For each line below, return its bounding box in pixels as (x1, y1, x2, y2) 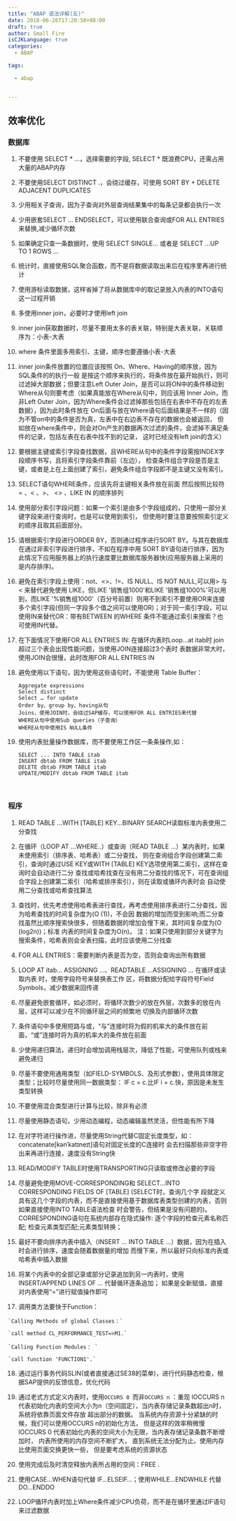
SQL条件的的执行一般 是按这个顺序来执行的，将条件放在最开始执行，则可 (18, 371, 229, 379)
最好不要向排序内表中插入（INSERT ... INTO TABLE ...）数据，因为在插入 (18, 1237, 227, 1245)
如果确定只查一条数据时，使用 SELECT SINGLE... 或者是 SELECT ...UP (18, 239, 219, 248)
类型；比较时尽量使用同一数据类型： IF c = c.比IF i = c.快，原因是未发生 (18, 1078, 225, 1086)
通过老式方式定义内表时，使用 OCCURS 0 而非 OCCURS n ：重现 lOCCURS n (18, 1393, 225, 1401)
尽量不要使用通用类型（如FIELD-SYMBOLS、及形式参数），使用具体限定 (18, 1069, 225, 1077)
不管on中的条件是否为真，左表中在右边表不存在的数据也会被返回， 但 (24, 415, 224, 424)
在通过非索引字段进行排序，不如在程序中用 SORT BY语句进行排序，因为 (18, 545, 225, 553)
